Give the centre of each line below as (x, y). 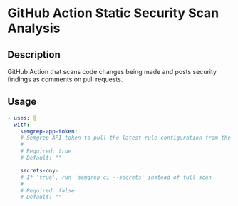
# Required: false (47, 190)
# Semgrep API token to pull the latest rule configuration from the (126, 138)
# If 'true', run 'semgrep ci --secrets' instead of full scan (116, 177)
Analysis (34, 28)
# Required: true (46, 151)
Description (34, 55)
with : (22, 125)
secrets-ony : (40, 170)
